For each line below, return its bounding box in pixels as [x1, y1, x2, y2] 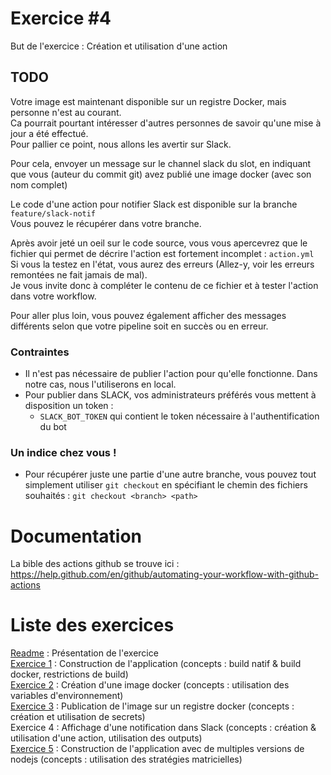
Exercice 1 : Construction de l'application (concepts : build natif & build [10, 658, 302, 670]
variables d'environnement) [10, 690, 124, 702]
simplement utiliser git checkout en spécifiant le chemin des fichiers [24, 479, 308, 491]
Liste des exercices [10, 614, 175, 637]
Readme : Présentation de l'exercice [10, 647, 159, 659]
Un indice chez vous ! [10, 445, 117, 459]
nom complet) [10, 178, 68, 191]
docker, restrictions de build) [10, 668, 129, 681]
